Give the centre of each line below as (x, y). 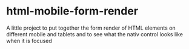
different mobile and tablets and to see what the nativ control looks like (95, 34)
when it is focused (29, 41)
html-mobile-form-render (72, 11)
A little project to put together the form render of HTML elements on (91, 28)
